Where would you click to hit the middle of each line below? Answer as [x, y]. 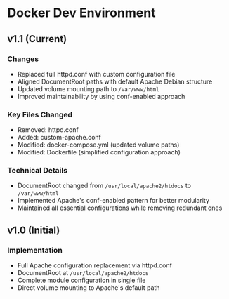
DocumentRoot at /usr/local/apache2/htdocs [83, 273]
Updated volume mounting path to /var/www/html [88, 88]
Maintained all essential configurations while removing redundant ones [120, 208]
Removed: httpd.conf [48, 130]
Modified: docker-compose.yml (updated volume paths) [98, 145]
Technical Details [38, 171]
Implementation [35, 250]
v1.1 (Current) [37, 39]
